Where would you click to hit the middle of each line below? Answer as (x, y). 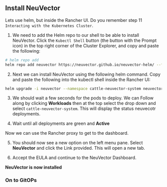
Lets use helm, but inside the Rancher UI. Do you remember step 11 (74, 20)
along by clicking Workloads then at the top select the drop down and (84, 103)
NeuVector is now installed (34, 167)
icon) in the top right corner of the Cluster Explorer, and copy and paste (85, 46)
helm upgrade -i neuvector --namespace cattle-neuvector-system (73, 89)
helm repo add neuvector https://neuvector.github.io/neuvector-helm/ (80, 65)
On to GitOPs (21, 180)
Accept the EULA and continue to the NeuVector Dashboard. (74, 158)
